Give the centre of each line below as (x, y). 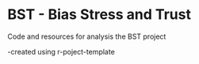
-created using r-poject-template (61, 51)
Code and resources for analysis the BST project (87, 36)
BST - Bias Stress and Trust (99, 15)
